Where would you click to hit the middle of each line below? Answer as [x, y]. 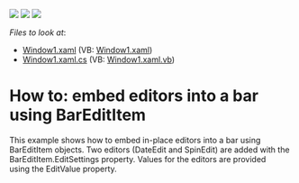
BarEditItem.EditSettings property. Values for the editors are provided [138, 159]
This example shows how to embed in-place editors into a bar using [135, 140]
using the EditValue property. [63, 169]
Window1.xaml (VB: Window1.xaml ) [87, 50]
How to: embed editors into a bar [134, 96]
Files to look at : [38, 32]
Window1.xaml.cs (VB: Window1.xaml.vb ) [99, 59]
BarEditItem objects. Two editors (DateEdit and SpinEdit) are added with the [149, 150]
